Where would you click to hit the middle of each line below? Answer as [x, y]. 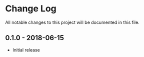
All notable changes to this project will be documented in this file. [72, 22]
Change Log [31, 9]
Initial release [26, 50]
